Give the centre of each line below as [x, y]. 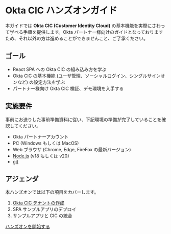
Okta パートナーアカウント [41, 136]
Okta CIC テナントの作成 [39, 203]
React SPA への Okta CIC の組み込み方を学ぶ [59, 69]
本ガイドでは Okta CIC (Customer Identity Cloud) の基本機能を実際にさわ [83, 26]
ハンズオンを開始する [28, 227]
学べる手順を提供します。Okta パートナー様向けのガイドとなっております [86, 32]
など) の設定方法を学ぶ [41, 82]
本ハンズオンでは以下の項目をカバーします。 [52, 192]
